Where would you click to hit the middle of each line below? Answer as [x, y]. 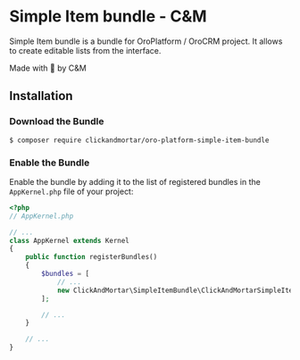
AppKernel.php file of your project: [71, 191]
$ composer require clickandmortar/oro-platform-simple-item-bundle [139, 140]
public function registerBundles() [92, 257]
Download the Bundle [57, 121]
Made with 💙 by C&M [48, 68]
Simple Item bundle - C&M [108, 17]
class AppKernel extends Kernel [69, 240]
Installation [41, 96]
